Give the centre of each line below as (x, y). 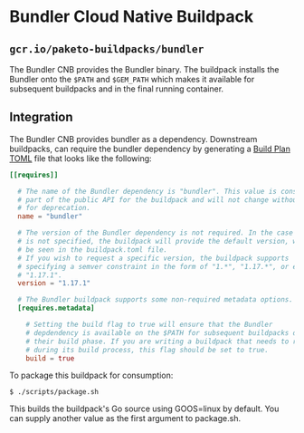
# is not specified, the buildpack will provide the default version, (153, 242)
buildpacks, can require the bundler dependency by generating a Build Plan (150, 149)
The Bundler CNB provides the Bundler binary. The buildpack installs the (144, 69)
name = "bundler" (50, 216)
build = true (50, 358)
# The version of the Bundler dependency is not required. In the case (156, 233)
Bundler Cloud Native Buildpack (132, 17)
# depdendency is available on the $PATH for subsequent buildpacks (157, 332)
